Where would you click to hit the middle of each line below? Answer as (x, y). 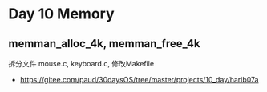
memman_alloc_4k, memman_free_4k (104, 44)
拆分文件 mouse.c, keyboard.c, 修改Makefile (81, 64)
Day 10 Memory (61, 14)
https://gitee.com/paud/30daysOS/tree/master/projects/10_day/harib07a (139, 80)
